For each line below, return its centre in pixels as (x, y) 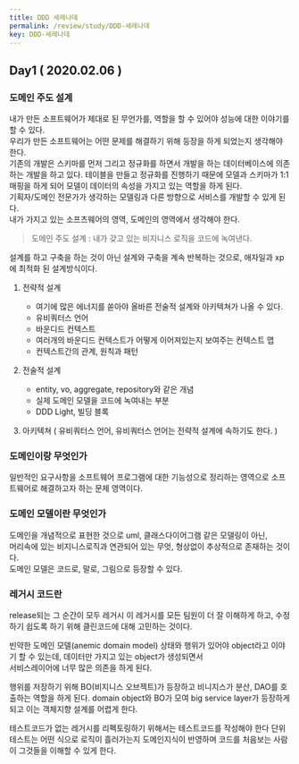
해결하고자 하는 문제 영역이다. (91, 488)
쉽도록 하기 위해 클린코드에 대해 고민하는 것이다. (109, 626)
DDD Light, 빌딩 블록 (72, 412)
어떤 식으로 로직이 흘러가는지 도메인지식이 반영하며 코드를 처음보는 (156, 739)
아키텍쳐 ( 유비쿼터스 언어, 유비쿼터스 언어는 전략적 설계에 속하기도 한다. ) (150, 431)
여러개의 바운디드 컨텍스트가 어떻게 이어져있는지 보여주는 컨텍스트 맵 (155, 340)
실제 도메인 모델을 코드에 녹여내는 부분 (102, 401)
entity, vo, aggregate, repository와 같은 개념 (115, 389)
